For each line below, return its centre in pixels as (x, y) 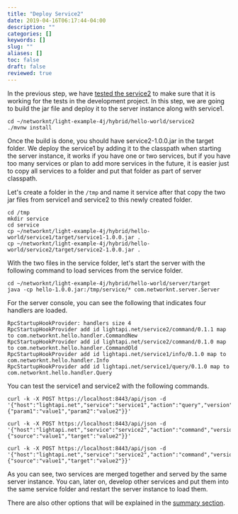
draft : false (27, 67)
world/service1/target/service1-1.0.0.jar (71, 237)
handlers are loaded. (38, 310)
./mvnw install (30, 127)
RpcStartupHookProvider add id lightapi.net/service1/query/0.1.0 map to (119, 366)
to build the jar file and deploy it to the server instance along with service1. (116, 108)
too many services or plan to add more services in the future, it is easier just (118, 163)
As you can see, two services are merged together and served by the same (117, 474)
